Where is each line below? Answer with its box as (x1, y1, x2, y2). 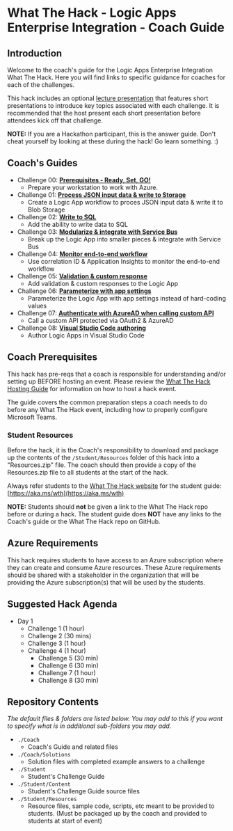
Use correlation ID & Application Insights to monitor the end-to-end (27, 257, 220, 265)
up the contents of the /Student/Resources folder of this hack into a (7, 453, 200, 461)
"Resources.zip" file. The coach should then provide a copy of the (7, 461, 197, 469)
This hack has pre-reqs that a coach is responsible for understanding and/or (7, 370, 226, 378)
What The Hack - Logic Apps (7, 5, 177, 21)
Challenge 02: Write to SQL (17, 212, 97, 221)
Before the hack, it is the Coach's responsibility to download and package (7, 445, 219, 454)
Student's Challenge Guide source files (27, 787, 140, 796)
